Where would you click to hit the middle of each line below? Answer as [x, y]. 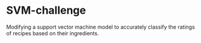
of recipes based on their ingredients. [52, 33]
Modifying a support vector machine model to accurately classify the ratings [100, 27]
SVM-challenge [46, 10]
